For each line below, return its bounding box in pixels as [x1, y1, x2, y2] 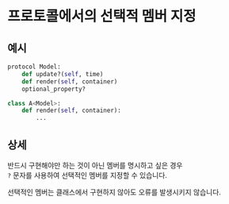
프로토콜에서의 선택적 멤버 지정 [7, 7, 197, 25]
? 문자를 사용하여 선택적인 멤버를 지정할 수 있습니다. [7, 170, 168, 179]
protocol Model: [7, 63, 61, 71]
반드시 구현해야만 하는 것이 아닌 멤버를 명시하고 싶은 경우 [7, 160, 183, 170]
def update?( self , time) [21, 70, 104, 78]
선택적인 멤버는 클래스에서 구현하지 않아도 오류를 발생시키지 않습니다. [7, 187, 221, 197]
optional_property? [21, 85, 86, 93]
